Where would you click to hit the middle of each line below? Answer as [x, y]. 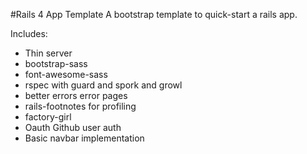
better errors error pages [76, 95]
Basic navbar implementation [84, 138]
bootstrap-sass [56, 63]
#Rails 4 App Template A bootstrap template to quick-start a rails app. [154, 14]
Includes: [29, 33]
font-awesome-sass [66, 74]
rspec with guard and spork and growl [103, 85]
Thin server [48, 53]
